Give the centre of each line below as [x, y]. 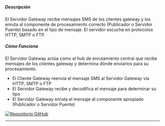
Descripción [18, 7]
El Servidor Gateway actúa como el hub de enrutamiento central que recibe [81, 58]
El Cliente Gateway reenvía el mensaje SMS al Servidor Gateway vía [81, 78]
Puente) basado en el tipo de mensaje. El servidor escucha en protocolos [79, 29]
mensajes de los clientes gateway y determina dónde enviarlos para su [77, 63]
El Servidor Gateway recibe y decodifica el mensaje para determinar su [84, 89]
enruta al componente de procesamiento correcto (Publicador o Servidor [79, 24]
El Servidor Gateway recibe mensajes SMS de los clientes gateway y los [78, 19]
